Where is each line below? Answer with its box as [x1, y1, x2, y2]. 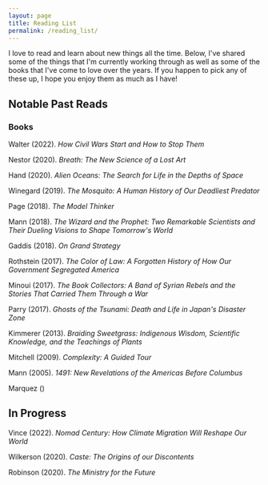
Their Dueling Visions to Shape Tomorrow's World [8, 226, 174, 235]
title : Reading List [8, 19, 78, 27]
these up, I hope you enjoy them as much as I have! [8, 74, 178, 84]
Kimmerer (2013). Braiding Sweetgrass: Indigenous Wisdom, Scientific [8, 329, 240, 339]
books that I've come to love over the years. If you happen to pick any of [8, 66, 247, 75]
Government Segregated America [8, 265, 120, 275]
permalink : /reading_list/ [8, 26, 98, 34]
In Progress [8, 407, 66, 420]
